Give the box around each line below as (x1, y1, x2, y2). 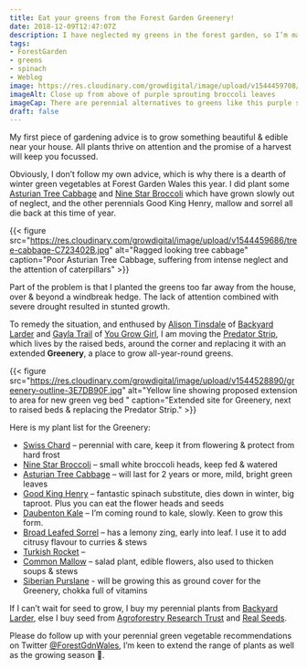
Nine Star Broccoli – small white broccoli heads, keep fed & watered (22, 459, 279, 470)
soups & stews (22, 566, 79, 577)
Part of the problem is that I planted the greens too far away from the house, (9, 282, 297, 293)
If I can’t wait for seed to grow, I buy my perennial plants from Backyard (9, 603, 279, 614)
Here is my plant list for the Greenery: (9, 422, 151, 434)
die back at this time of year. (9, 207, 117, 219)
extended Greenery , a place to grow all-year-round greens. (9, 348, 234, 359)
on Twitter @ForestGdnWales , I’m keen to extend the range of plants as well (9, 640, 295, 651)
